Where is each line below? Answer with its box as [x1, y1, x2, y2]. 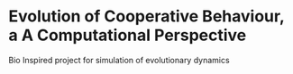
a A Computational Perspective [8, 25, 247, 45]
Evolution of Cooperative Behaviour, [8, 6, 285, 27]
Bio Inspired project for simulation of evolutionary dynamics [8, 54, 231, 65]
